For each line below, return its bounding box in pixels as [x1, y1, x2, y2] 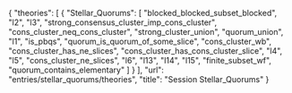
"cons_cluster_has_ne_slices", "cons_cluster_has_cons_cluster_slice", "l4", [8, 46, 283, 56]
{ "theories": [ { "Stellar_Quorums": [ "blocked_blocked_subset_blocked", [8, 8, 278, 18]
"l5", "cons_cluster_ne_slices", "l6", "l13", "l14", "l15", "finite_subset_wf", [8, 55, 272, 65]
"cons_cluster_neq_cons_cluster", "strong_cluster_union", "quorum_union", [8, 27, 284, 37]
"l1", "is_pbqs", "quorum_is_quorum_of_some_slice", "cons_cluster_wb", [8, 36, 272, 46]
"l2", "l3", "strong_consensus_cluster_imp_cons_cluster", [8, 17, 217, 28]
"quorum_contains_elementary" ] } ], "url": [8, 64, 165, 75]
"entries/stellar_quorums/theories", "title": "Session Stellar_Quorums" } [8, 74, 270, 84]
